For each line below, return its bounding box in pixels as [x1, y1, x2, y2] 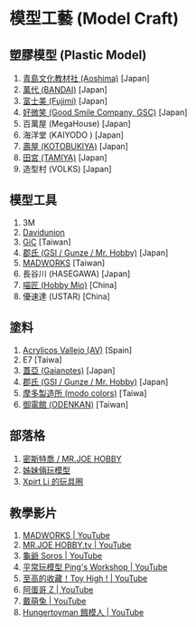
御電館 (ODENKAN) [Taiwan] [22, 399, 129, 410]
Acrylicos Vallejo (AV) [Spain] [22, 344, 133, 355]
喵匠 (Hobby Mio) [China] [22, 279, 117, 290]
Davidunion [22, 227, 65, 237]
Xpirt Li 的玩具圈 [22, 477, 84, 487]
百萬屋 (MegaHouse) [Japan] [22, 119, 131, 129]
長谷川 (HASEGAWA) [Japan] [22, 268, 131, 279]
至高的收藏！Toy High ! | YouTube [22, 573, 148, 584]
